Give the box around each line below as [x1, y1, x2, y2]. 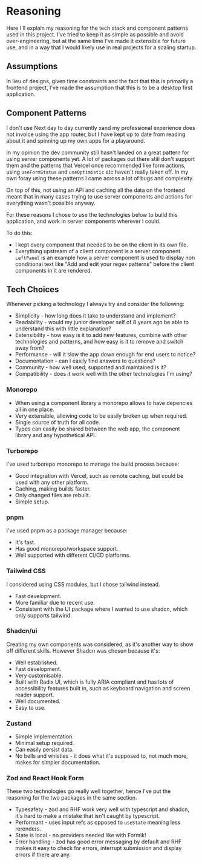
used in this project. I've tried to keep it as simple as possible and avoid [6, 30, 184, 38]
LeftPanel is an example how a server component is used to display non [15, 254, 195, 261]
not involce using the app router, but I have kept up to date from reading [6, 131, 186, 138]
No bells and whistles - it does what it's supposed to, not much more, [15, 752, 189, 760]
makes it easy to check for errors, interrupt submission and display [15, 845, 182, 852]
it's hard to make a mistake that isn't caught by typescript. [15, 812, 160, 820]
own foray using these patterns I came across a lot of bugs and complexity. [6, 174, 194, 182]
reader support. [15, 691, 54, 698]
